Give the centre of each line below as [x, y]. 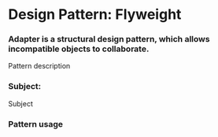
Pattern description [39, 66]
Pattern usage [36, 124]
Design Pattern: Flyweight [95, 15]
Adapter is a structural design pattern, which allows [109, 39]
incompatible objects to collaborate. [79, 49]
